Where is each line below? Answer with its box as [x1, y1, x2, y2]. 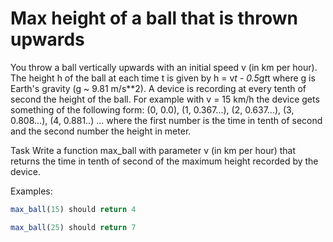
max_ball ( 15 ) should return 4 [10, 204, 137, 214]
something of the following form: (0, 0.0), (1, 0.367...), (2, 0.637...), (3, [10, 103, 295, 116]
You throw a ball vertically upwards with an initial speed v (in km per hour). [10, 61, 318, 73]
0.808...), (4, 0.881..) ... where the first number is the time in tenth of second [10, 114, 323, 126]
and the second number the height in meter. [10, 125, 192, 137]
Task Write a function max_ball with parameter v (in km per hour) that [10, 144, 297, 156]
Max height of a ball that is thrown [10, 7, 299, 30]
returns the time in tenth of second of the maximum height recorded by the [10, 155, 319, 167]
